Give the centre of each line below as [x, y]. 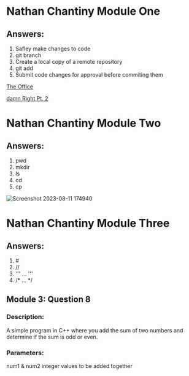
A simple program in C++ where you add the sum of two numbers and [95, 330]
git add [24, 68]
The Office [20, 86]
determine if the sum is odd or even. [52, 337]
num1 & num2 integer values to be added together [70, 366]
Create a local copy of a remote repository [69, 62]
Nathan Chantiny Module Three [88, 224]
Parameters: [25, 353]
